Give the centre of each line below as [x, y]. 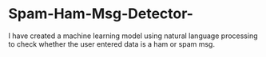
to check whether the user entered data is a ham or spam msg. [112, 44]
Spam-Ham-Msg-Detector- [101, 14]
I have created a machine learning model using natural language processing [133, 36]
